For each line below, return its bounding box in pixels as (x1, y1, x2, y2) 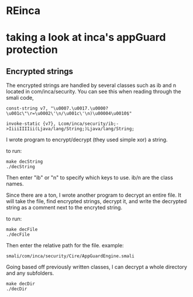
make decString (6, 159, 43, 165)
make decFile (6, 226, 38, 233)
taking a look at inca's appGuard (6, 31, 166, 44)
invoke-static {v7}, (6, 121, 57, 127)
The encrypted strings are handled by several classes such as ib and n (6, 82, 177, 89)
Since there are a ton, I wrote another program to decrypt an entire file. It (6, 191, 181, 199)
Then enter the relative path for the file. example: (6, 242, 124, 249)
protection (6, 43, 58, 57)
